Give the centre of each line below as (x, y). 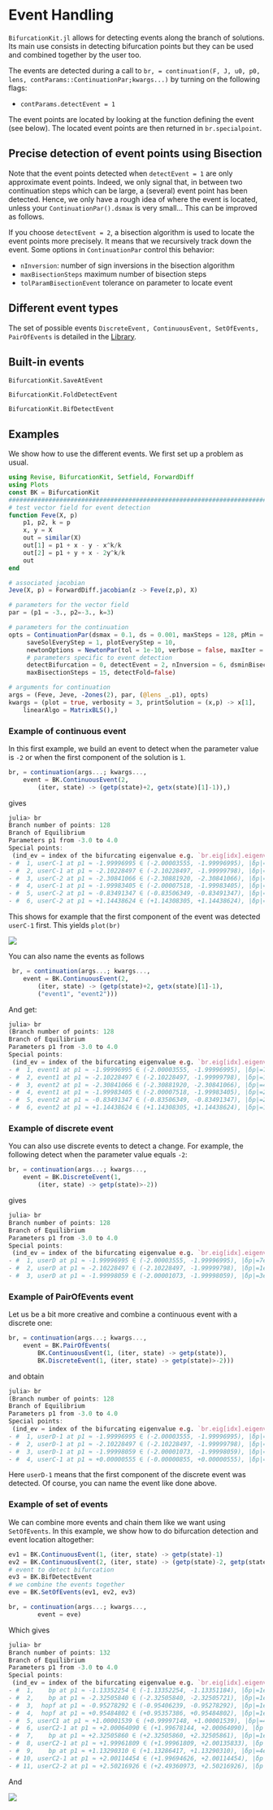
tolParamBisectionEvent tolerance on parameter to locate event (126, 282)
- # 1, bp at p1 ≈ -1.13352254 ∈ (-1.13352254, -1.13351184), (123, 1690)
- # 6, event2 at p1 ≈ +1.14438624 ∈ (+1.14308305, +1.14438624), (125, 1108)
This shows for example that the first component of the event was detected (134, 916)
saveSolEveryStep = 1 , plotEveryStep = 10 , (101, 642)
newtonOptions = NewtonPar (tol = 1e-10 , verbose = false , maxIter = (145, 650)
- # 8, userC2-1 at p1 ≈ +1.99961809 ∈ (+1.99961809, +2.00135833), (129, 1743)
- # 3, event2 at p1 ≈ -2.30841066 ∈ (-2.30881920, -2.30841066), (125, 1085)
